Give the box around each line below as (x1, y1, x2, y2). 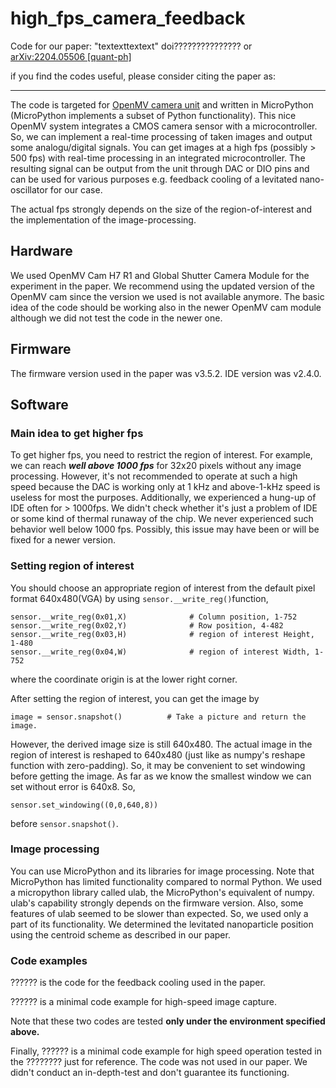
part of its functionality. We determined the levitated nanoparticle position (10, 918, 314, 930)
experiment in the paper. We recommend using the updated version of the (10, 280, 315, 292)
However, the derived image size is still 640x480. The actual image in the (10, 738, 313, 750)
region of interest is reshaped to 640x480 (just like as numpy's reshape (10, 748, 306, 761)
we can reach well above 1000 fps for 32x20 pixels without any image (10, 460, 302, 472)
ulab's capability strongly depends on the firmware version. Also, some (10, 897, 304, 909)
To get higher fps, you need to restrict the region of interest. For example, (10, 449, 313, 461)
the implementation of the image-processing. (10, 213, 197, 226)
